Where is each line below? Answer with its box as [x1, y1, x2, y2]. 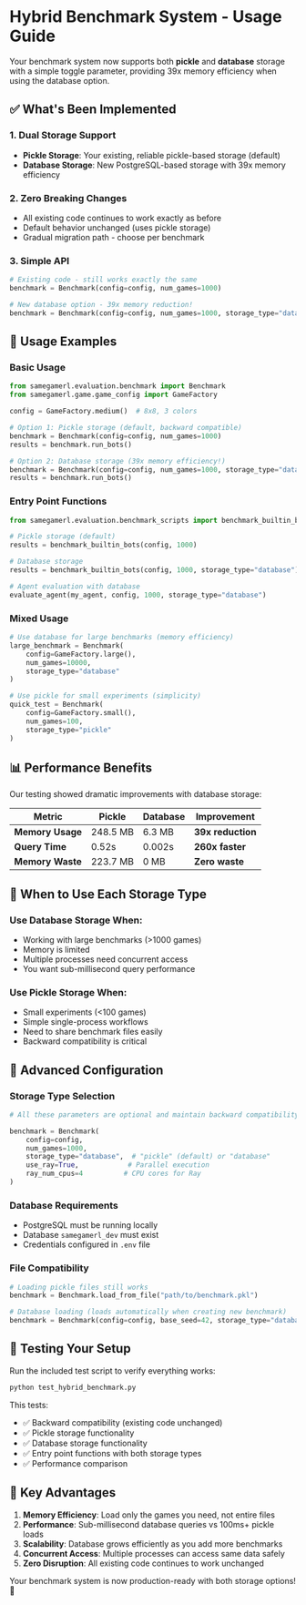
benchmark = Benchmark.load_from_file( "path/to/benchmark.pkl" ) [9, 1291, 259, 1300]
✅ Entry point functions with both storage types [22, 1447, 202, 1458]
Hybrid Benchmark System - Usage [9, 6, 282, 27]
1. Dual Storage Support [9, 129, 117, 142]
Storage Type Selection [9, 1089, 116, 1102]
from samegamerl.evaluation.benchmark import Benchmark [9, 382, 226, 391]
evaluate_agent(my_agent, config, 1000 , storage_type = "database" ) [9, 590, 267, 599]
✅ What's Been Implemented [9, 102, 177, 118]
